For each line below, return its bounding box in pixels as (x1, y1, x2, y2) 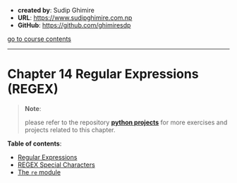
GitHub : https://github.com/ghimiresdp (17, 21, 131, 29)
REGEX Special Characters (17, 160, 95, 169)
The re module (17, 167, 61, 176)
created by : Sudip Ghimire (17, 6, 95, 14)
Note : (24, 104, 42, 112)
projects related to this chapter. (24, 125, 116, 134)
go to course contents (7, 35, 72, 43)
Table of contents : (7, 139, 62, 148)
